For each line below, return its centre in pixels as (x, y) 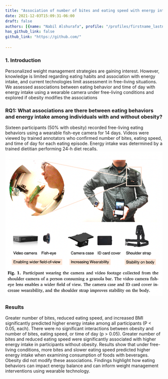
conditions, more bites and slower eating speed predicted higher (84, 350)
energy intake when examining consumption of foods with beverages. (77, 355)
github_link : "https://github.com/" (43, 37)
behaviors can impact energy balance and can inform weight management (82, 366)
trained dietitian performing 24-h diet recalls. (51, 149)
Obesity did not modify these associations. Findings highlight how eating (80, 361)
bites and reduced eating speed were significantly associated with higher (81, 339)
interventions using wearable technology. (48, 371)
